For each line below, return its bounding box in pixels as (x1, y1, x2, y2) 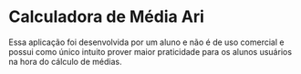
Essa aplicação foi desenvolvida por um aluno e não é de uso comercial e (8, 37, 285, 48)
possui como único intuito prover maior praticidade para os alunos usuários (8, 46, 293, 57)
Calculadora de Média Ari (8, 6, 204, 27)
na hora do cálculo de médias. (8, 56, 122, 67)
